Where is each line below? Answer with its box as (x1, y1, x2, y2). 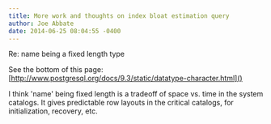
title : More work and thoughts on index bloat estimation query (8, 11, 230, 20)
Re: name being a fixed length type (8, 49, 125, 59)
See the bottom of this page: (8, 65, 104, 75)
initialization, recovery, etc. (8, 106, 99, 116)
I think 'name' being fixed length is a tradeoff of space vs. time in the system (8, 89, 264, 99)
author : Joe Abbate (8, 19, 74, 28)
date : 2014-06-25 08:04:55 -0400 (8, 27, 121, 35)
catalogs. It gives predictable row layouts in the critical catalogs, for (8, 98, 235, 108)
